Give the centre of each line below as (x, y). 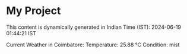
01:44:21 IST (21, 33)
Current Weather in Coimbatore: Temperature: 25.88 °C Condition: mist (93, 45)
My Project (34, 11)
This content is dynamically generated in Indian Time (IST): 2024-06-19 (94, 27)
